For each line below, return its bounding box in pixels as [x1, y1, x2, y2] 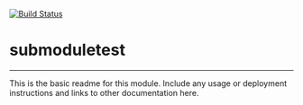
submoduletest [9, 40, 126, 60]
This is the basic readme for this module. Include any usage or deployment [9, 77, 287, 89]
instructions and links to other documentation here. [9, 87, 199, 98]
